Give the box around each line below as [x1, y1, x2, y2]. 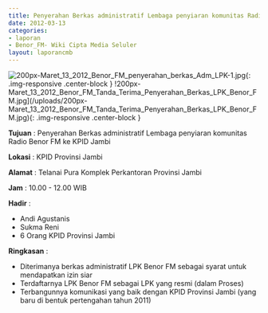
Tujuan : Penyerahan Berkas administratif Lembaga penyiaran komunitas [8, 128, 247, 138]
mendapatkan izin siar [19, 270, 93, 280]
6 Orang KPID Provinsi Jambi [19, 231, 116, 240]
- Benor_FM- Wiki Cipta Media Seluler [8, 41, 137, 49]
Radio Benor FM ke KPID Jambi [8, 137, 111, 146]
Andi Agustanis [19, 214, 70, 223]
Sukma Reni [19, 222, 60, 232]
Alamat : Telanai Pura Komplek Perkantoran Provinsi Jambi [8, 168, 202, 177]
